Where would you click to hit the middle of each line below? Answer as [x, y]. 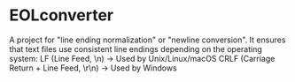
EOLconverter [61, 15]
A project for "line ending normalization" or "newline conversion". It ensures [147, 40]
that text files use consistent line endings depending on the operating [136, 48]
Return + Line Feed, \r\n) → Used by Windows [93, 68]
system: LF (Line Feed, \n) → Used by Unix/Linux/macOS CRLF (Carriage [142, 58]
